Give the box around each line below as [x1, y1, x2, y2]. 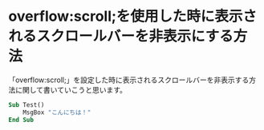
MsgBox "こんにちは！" [22, 108, 91, 116]
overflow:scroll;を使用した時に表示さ [8, 7, 258, 26]
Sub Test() [8, 100, 45, 108]
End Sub [8, 116, 35, 124]
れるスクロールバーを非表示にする [8, 27, 234, 45]
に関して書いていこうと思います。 [14, 85, 127, 94]
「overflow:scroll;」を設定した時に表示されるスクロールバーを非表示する [8, 75, 250, 85]
